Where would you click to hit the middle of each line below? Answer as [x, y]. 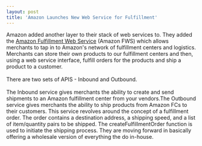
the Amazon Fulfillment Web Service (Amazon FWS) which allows [87, 41]
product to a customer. [35, 66]
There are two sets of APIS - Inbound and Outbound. [72, 79]
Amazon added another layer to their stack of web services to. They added [99, 34]
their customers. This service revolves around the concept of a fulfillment [97, 111]
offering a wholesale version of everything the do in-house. [80, 136]
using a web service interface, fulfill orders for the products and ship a [94, 60]
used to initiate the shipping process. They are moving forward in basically [99, 130]
